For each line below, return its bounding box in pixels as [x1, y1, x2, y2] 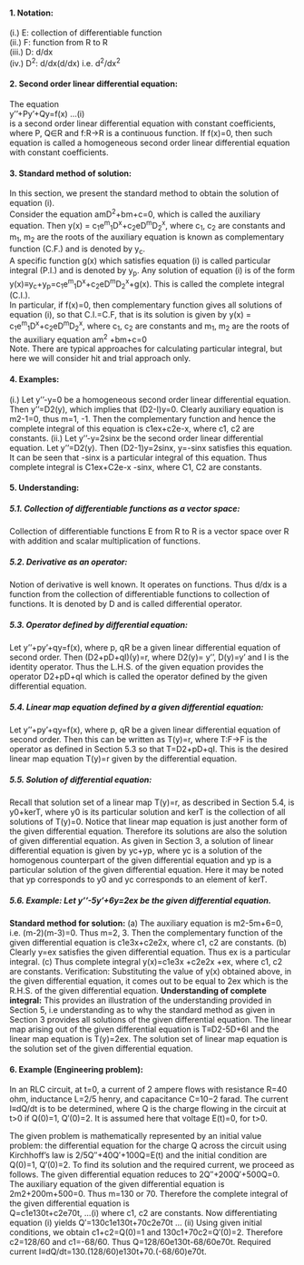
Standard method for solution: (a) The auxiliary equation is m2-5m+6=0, [9, 917, 284, 928]
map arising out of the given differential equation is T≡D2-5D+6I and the [9, 1024, 279, 1035]
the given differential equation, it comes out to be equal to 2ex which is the [9, 976, 289, 986]
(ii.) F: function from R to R [9, 37, 109, 48]
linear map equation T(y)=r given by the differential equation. [9, 753, 238, 764]
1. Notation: [9, 7, 54, 18]
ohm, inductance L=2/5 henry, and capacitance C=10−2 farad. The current [9, 1093, 289, 1104]
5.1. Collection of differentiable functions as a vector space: [9, 503, 240, 514]
